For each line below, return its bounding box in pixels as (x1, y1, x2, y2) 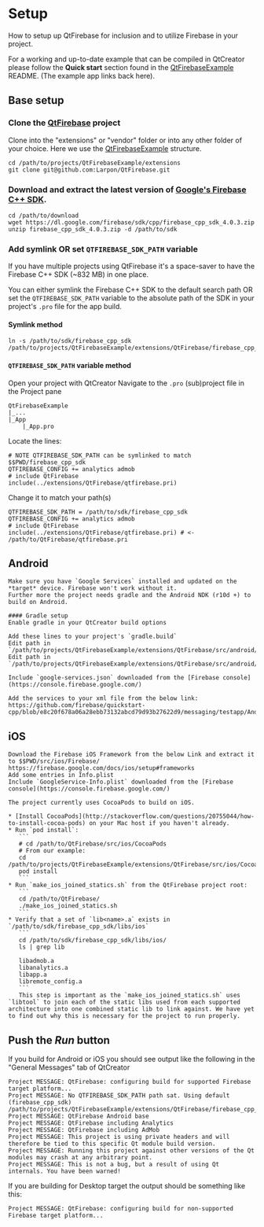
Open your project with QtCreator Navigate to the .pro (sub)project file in (8, 378, 245, 388)
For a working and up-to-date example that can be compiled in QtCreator (8, 54, 245, 64)
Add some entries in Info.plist (8, 772, 114, 779)
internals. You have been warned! (8, 1167, 122, 1176)
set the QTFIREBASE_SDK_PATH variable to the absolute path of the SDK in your (8, 293, 255, 303)
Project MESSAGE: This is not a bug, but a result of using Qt (8, 1161, 220, 1169)
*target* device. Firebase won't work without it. (8, 584, 178, 592)
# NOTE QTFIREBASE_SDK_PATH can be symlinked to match (8, 451, 192, 459)
